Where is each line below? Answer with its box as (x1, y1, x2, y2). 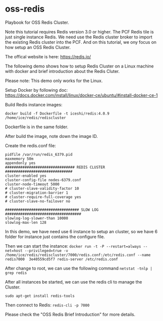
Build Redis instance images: (5, 101, 63, 107)
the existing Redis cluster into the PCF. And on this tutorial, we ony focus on (5, 39, 157, 45)
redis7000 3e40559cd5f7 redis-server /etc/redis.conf (5, 256, 118, 262)
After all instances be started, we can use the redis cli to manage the (5, 279, 142, 285)
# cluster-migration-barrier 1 (5, 190, 68, 195)
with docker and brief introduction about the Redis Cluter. (5, 68, 120, 74)
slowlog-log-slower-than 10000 (5, 216, 68, 220)
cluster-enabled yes (5, 173, 47, 178)
